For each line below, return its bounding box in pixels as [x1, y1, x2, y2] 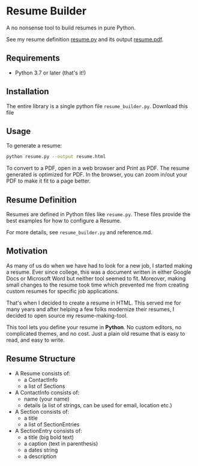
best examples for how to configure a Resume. [6, 217, 122, 225]
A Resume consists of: [14, 369, 71, 377]
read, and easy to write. [6, 336, 65, 343]
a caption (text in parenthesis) [23, 440, 98, 447]
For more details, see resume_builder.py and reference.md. [6, 229, 153, 236]
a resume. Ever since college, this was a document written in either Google [6, 268, 191, 276]
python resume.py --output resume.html [6, 154, 106, 160]
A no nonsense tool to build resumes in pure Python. [6, 24, 136, 31]
